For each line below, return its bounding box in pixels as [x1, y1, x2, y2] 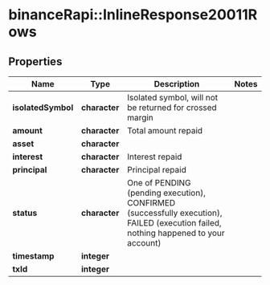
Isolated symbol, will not [127, 92, 219, 103]
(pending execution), [127, 187, 207, 198]
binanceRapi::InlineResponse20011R [8, 6, 258, 24]
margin [127, 112, 154, 123]
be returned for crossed [127, 102, 217, 113]
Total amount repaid [127, 125, 203, 136]
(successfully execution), [127, 207, 223, 218]
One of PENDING [127, 177, 191, 188]
